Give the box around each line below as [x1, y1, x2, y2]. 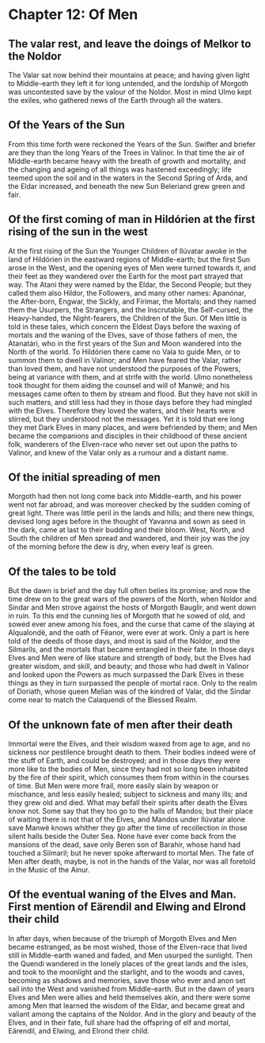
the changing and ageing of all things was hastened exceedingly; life [8, 164, 232, 174]
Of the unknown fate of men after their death [8, 718, 233, 731]
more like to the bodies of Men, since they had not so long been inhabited [8, 765, 248, 774]
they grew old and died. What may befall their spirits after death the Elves [8, 798, 248, 807]
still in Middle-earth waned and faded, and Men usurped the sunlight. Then [8, 950, 253, 960]
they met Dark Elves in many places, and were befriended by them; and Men [8, 422, 258, 432]
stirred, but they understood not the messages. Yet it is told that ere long [8, 414, 245, 424]
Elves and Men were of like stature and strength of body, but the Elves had [8, 653, 252, 663]
